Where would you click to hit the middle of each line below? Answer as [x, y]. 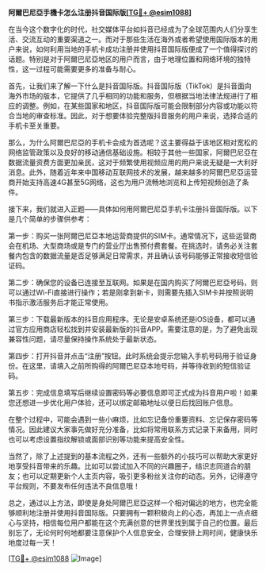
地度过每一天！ [32, 542]
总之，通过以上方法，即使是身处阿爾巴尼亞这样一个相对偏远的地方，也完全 [129, 503]
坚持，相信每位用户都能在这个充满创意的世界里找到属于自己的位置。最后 [140, 523]
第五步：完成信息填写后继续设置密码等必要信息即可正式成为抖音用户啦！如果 [133, 393]
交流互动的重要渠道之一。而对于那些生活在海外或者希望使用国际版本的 [136, 39]
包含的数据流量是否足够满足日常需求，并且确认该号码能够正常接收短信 [136, 256]
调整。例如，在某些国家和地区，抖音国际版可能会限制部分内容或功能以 [136, 106]
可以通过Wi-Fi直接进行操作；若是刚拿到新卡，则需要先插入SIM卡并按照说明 [131, 292]
